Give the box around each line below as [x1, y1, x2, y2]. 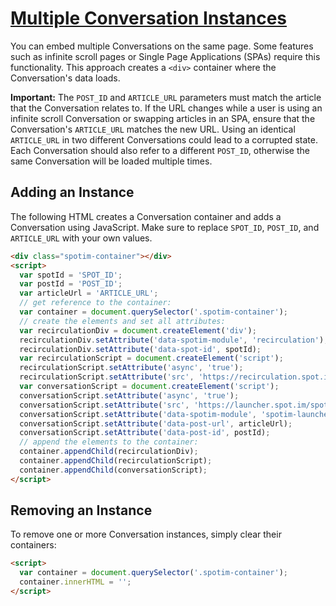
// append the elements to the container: [19, 437, 199, 447]
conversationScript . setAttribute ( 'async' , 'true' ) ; [19, 390, 240, 401]
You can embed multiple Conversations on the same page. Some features [10, 40, 314, 52]
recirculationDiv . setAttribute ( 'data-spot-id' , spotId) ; [19, 344, 262, 354]
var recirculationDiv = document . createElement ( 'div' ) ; [19, 325, 257, 336]
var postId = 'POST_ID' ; [19, 279, 123, 289]
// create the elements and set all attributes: [19, 316, 226, 326]
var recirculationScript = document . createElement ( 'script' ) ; [19, 353, 284, 364]
